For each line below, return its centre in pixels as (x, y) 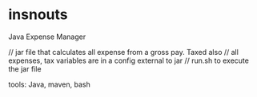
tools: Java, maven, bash (49, 84)
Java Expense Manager (47, 37)
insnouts (38, 15)
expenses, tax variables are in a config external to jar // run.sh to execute (129, 60)
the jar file (25, 68)
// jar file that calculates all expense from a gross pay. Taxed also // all (123, 52)
